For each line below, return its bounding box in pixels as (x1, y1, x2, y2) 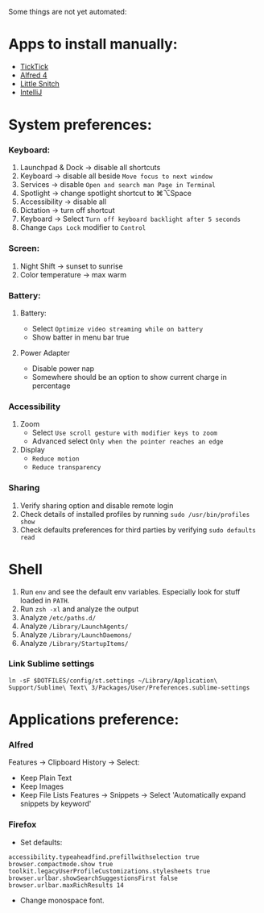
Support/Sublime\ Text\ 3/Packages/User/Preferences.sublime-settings (8, 683, 250, 692)
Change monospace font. (19, 895, 105, 905)
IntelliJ (19, 87, 43, 97)
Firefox (8, 819, 37, 830)
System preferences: (8, 116, 153, 134)
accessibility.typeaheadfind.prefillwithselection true (8, 853, 200, 861)
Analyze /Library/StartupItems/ (19, 638, 129, 648)
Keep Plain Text (19, 773, 72, 783)
